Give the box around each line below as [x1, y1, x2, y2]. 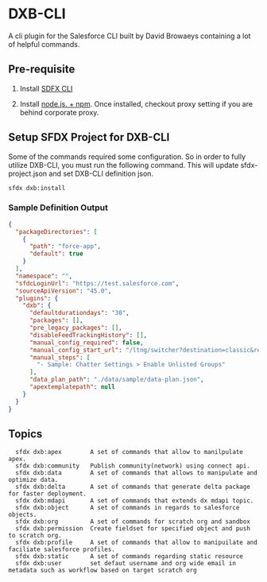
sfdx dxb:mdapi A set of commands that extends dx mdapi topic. [15, 497, 254, 505]
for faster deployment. [8, 490, 87, 498]
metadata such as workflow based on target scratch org [8, 566, 197, 575]
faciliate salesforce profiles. [8, 545, 115, 553]
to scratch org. [8, 532, 62, 540]
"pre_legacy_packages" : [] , [29, 324, 123, 332]
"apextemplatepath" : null [29, 383, 115, 391]
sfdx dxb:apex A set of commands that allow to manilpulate [15, 448, 244, 456]
